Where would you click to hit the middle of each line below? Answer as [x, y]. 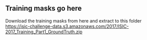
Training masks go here [44, 8]
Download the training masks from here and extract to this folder [73, 21]
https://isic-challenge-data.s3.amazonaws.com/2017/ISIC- [67, 26]
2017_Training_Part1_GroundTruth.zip [44, 32]
